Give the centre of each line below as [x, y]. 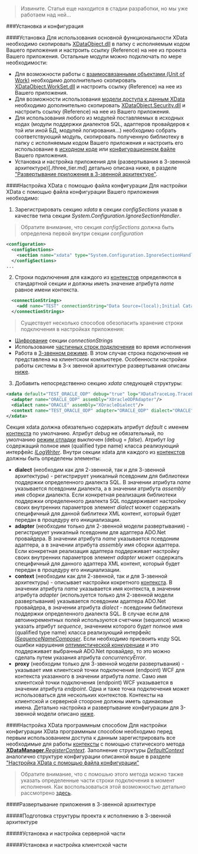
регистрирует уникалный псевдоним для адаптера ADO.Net [90, 532]
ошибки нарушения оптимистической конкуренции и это [87, 645]
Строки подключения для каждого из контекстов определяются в [98, 277]
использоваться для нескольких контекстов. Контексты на [89, 695]
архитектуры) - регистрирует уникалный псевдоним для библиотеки [102, 476]
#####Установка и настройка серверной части [66, 833]
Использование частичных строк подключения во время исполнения [103, 347]
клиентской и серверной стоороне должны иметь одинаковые [94, 701]
